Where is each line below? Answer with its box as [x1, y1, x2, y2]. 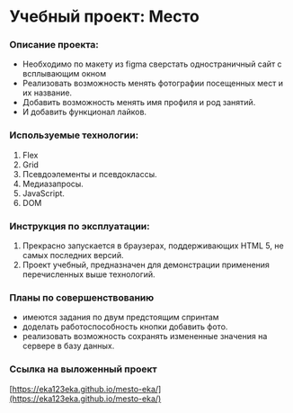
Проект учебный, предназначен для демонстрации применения [22, 259, 270, 271]
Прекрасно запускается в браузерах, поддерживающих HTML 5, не [22, 240, 285, 251]
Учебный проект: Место [9, 6, 200, 27]
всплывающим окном [22, 68, 106, 79]
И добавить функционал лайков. [22, 106, 146, 118]
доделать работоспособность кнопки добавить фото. [22, 321, 228, 332]
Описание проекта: [9, 39, 99, 51]
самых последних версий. [22, 250, 124, 261]
